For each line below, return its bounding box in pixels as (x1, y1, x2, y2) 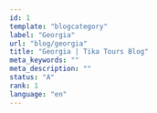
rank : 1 (9, 81, 39, 90)
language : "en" (9, 89, 68, 98)
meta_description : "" (9, 65, 92, 74)
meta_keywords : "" (9, 56, 79, 65)
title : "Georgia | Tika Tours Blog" (9, 47, 149, 56)
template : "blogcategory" (9, 22, 108, 31)
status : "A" (9, 73, 55, 82)
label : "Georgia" (9, 30, 76, 39)
